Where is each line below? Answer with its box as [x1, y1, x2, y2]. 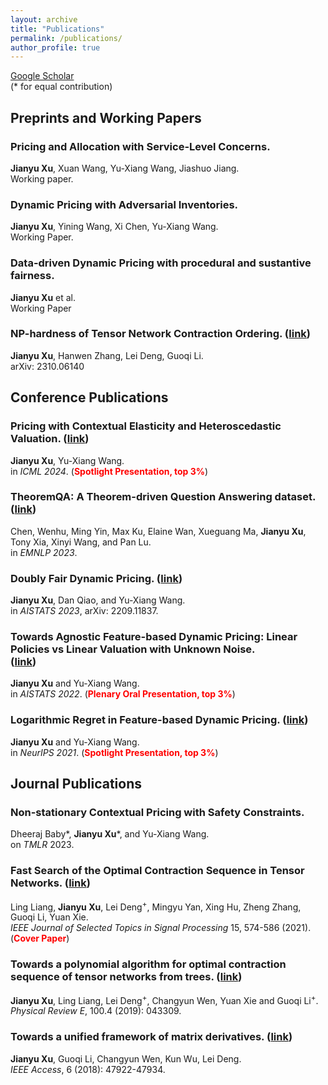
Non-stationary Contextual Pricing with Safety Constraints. [10, 806, 305, 820]
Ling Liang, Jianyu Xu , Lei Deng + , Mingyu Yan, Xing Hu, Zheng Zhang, [10, 899, 302, 913]
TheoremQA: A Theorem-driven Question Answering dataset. [10, 490, 316, 504]
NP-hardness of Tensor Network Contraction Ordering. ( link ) [10, 327, 312, 341]
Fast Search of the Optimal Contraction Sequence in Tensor [10, 864, 305, 878]
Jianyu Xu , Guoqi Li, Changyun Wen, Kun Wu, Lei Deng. [10, 1052, 242, 1065]
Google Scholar [10, 70, 75, 82]
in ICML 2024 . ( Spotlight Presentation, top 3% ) [10, 465, 209, 477]
